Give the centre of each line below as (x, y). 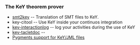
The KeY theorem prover (35, 7)
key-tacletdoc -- (29, 33)
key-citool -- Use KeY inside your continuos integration (67, 22)
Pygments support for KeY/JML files (48, 37)
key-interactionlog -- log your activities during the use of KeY (74, 27)
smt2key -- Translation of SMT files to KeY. (55, 17)
